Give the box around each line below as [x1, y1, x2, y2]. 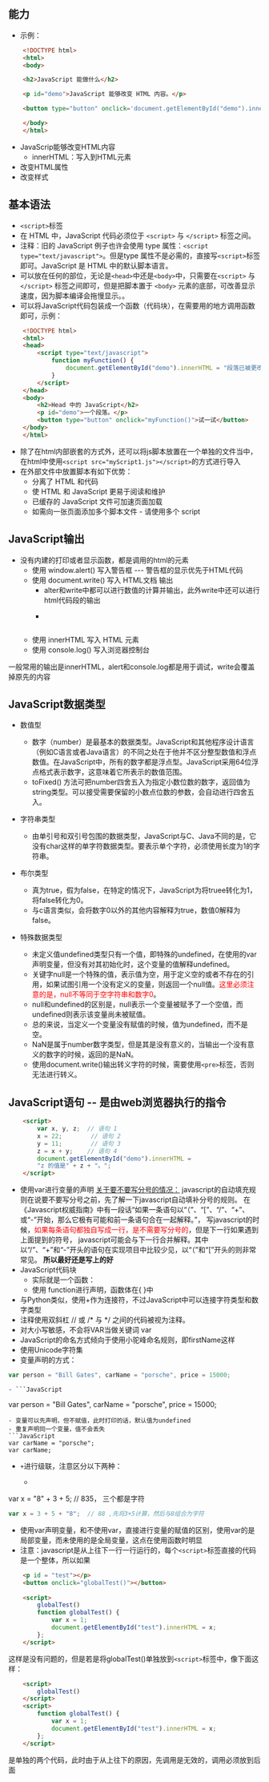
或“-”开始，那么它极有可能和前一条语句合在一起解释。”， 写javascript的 [19, 1215, 253, 1224]
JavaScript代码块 [19, 1265, 78, 1275]
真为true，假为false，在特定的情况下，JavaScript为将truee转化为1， [31, 885, 258, 895]
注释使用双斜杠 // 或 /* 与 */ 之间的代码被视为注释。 [19, 1315, 190, 1324]
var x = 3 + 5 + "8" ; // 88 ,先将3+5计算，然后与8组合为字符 [8, 1510, 204, 1518]
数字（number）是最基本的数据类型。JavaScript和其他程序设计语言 [31, 737, 255, 747]
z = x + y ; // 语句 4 [37, 1147, 118, 1155]
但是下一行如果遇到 [195, 1225, 259, 1235]
